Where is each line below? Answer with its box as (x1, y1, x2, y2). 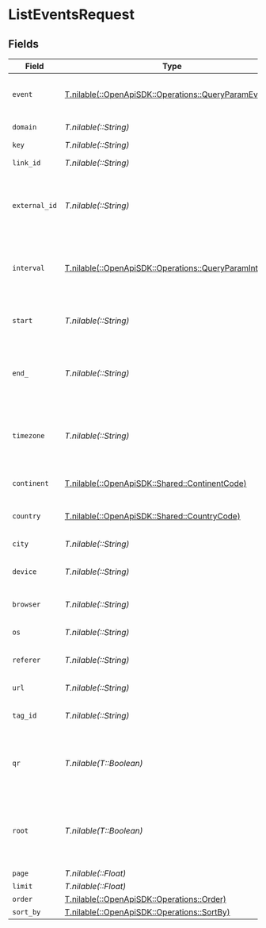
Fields (8, 37, 40, 51)
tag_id (12, 711, 37, 720)
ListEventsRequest (8, 6, 135, 24)
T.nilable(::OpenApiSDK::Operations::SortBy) (64, 907, 231, 918)
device (12, 568, 37, 576)
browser (12, 600, 41, 609)
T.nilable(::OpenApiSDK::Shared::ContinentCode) (64, 478, 247, 489)
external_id (12, 201, 58, 210)
